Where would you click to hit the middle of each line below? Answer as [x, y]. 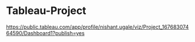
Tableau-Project [46, 11]
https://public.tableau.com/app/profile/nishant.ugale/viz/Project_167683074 [97, 27]
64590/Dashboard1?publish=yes [46, 33]
